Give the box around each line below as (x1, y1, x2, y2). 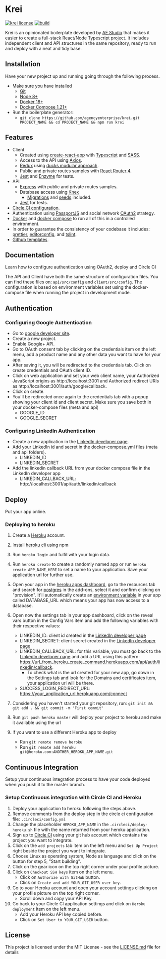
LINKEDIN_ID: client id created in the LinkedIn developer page (19, 632, 146, 638)
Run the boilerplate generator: (12, 109, 74, 115)
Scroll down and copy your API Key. (19, 895, 93, 901)
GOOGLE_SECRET (19, 415, 57, 421)
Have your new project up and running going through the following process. (5, 73, 160, 79)
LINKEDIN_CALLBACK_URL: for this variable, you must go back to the (19, 648, 161, 654)
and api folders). (12, 449, 46, 455)
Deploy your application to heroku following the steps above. (12, 805, 137, 811)
